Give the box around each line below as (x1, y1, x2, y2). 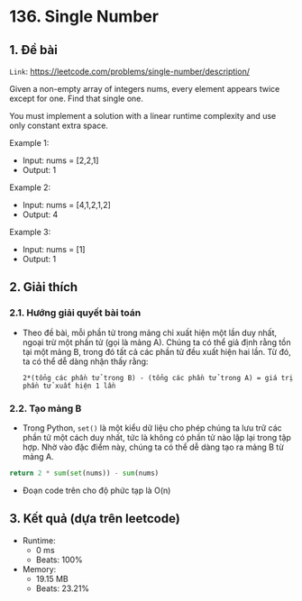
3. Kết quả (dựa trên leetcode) (9, 511, 180, 526)
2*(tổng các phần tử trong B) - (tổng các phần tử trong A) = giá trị (22, 373, 294, 382)
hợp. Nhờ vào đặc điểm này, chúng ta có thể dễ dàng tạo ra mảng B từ (22, 442, 284, 452)
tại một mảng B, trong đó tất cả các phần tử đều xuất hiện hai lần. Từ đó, (22, 346, 291, 357)
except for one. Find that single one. (9, 93, 144, 104)
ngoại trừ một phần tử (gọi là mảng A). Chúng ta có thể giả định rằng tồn (22, 336, 291, 348)
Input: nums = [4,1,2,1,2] (22, 200, 111, 210)
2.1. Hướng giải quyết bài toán (9, 306, 142, 319)
